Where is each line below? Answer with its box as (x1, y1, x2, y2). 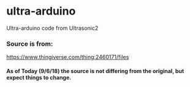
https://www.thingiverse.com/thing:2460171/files (6, 54, 129, 61)
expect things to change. (6, 74, 72, 81)
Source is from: (6, 40, 53, 48)
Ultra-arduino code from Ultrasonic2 (6, 24, 99, 32)
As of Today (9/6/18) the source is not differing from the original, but (6, 67, 184, 74)
